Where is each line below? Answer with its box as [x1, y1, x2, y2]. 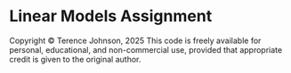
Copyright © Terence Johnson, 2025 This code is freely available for [9, 35, 262, 46]
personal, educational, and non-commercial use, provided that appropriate [9, 44, 283, 55]
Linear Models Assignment [9, 6, 213, 26]
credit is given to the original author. [9, 54, 141, 64]
